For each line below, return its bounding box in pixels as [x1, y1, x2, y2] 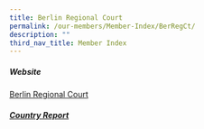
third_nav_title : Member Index [9, 38, 127, 48]
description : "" [9, 30, 70, 39]
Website [9, 66, 42, 77]
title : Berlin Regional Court [9, 13, 124, 23]
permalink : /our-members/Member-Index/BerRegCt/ [9, 22, 196, 31]
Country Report [9, 109, 70, 120]
